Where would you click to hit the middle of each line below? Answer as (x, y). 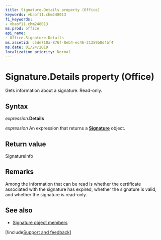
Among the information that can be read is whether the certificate (73, 184)
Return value (26, 144)
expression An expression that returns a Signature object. (65, 128)
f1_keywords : (19, 19)
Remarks (20, 172)
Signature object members (40, 222)
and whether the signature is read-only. (46, 194)
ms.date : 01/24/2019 (27, 47)
